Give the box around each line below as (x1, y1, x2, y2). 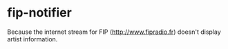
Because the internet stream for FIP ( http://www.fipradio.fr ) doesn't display (7, 28, 221, 36)
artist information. (7, 35, 58, 43)
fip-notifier (7, 5, 73, 21)
